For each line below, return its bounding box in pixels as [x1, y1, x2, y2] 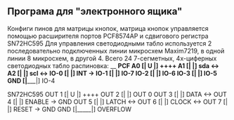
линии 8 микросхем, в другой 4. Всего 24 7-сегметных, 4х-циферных [7, 54, 217, 62]
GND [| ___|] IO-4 [7, 76, 56, 85]
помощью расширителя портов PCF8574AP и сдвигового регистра [7, 32, 209, 40]
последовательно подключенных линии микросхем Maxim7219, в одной [7, 46, 225, 55]
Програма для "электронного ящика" [7, 6, 183, 18]
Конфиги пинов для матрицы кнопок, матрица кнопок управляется [7, 24, 209, 32]
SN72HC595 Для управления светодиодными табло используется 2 [7, 39, 212, 48]
